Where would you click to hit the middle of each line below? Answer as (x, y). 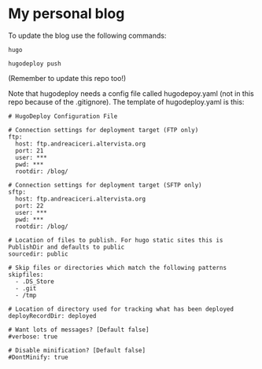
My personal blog (66, 14)
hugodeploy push (35, 64)
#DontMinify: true (38, 357)
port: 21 (30, 150)
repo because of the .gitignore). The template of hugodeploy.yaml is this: (126, 101)
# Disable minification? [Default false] (77, 350)
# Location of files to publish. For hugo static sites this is (116, 240)
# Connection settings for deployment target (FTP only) (103, 130)
